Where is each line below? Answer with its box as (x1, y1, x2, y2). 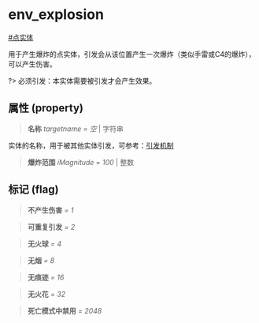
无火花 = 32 (27, 289, 66, 299)
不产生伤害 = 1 (27, 205, 74, 215)
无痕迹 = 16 (27, 272, 65, 282)
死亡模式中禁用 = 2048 (27, 306, 102, 315)
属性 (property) (8, 101, 84, 115)
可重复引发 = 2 (27, 222, 76, 231)
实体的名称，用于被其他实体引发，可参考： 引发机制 (8, 141, 174, 150)
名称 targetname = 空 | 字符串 (27, 124, 124, 133)
